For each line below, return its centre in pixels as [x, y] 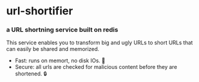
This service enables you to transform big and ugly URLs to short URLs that [100, 42]
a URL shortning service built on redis [62, 30]
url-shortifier [40, 11]
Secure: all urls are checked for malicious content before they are [96, 67]
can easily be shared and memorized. [53, 49]
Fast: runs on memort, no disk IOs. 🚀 [60, 60]
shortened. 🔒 [31, 74]
